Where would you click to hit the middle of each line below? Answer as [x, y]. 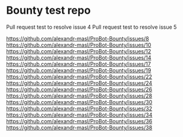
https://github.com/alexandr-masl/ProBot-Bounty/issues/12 [79, 51]
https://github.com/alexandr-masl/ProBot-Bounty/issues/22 [79, 77]
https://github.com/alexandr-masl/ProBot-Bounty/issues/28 [79, 96]
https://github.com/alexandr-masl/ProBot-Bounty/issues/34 [79, 115]
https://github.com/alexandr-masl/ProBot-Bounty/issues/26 [79, 89]
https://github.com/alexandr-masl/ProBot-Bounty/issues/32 [79, 108]
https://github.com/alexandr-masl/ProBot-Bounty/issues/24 [79, 83]
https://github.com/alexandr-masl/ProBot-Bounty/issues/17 [78, 64]
